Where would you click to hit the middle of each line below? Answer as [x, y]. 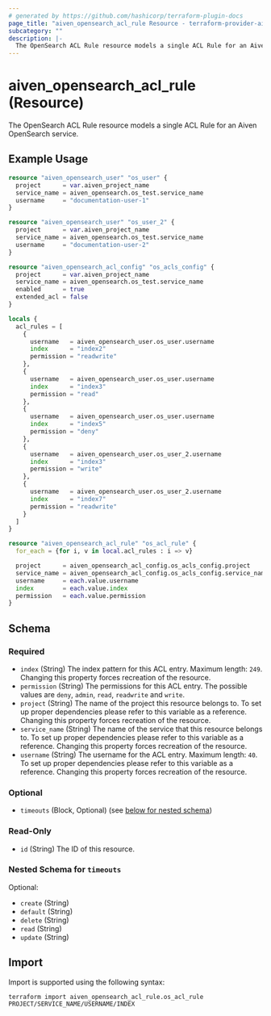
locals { [23, 319]
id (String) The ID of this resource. [77, 849]
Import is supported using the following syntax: [87, 982]
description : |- [35, 38]
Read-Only [30, 831]
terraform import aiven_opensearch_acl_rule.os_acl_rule [106, 997]
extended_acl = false [52, 297]
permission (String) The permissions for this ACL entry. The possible [133, 686]
